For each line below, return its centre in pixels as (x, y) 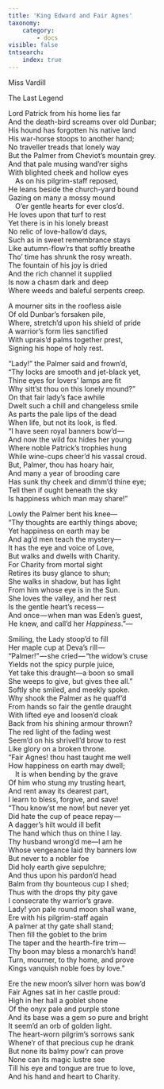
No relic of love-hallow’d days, (58, 231)
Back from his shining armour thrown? (71, 723)
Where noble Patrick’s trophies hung (68, 448)
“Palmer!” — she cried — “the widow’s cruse (78, 655)
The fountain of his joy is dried (58, 265)
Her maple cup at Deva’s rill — (57, 647)
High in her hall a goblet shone (58, 1000)
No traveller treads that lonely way (64, 147)
